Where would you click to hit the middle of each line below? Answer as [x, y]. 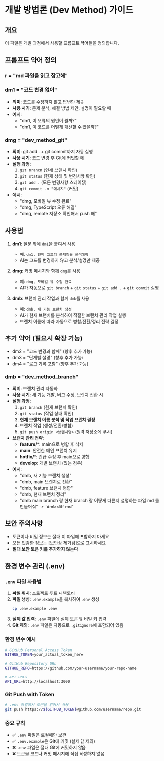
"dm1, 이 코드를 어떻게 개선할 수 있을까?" [59, 127]
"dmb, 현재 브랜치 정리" [43, 494]
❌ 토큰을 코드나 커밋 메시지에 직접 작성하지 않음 [58, 754]
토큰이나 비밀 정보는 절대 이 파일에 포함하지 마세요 [61, 536]
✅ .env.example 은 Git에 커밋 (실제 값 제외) [54, 741]
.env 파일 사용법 [23, 581]
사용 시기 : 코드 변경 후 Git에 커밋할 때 [48, 158]
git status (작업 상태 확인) [46, 413]
